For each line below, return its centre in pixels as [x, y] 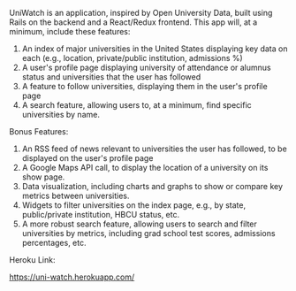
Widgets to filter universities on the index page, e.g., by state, [133, 205]
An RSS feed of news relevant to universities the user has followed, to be [154, 149]
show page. [43, 177]
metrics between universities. [76, 195]
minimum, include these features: [70, 31]
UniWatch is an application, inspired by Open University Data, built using [141, 13]
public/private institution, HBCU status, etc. [101, 214]
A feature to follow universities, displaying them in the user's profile [144, 86]
